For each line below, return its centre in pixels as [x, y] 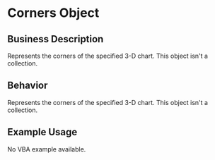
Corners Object [53, 13]
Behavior [28, 86]
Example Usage [42, 132]
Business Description [56, 39]
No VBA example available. [47, 149]
